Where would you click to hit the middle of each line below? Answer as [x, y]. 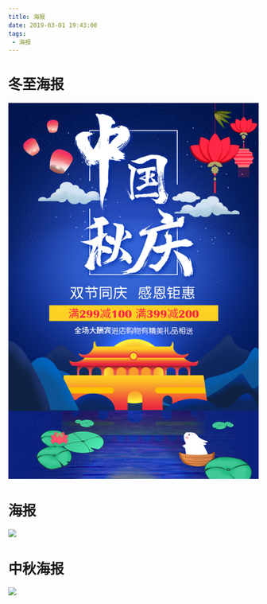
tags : [17, 33]
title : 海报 [27, 17]
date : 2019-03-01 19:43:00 [53, 25]
